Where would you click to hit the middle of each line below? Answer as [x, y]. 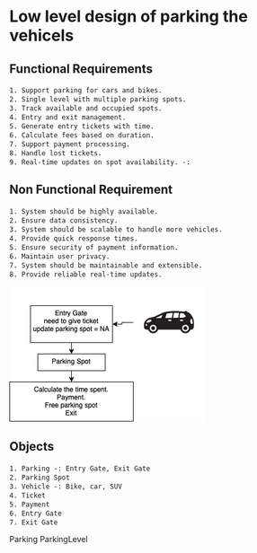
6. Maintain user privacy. [60, 256]
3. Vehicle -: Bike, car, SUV [66, 487]
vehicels [42, 35]
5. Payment [30, 505]
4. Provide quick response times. [74, 238]
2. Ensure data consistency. [64, 220]
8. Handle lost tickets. [56, 154]
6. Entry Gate [36, 513]
